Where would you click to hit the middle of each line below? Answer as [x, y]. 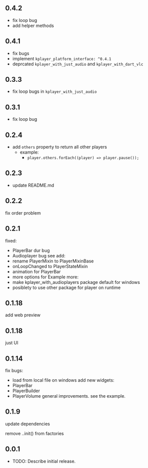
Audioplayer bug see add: [39, 255]
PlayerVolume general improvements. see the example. [69, 396]
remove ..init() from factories [34, 433]
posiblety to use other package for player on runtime [67, 287]
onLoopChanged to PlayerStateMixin [50, 266]
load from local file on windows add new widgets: [63, 380]
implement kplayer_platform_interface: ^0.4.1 [62, 58]
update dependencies [28, 424]
